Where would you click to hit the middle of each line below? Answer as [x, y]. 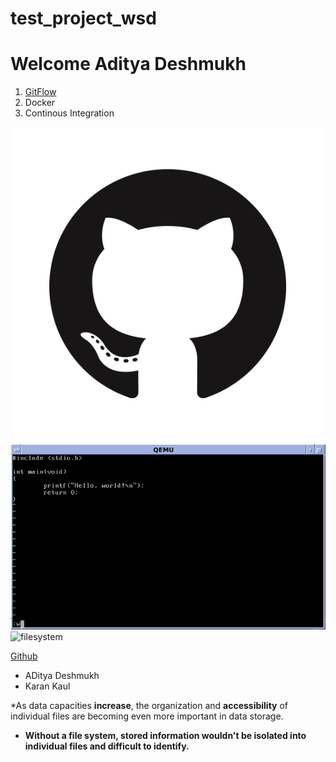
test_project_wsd [83, 18]
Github [24, 656]
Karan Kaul [47, 686]
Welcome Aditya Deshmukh [128, 64]
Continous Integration [69, 113]
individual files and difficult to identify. [107, 746]
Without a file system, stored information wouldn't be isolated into [165, 735]
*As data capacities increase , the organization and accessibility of [149, 705]
